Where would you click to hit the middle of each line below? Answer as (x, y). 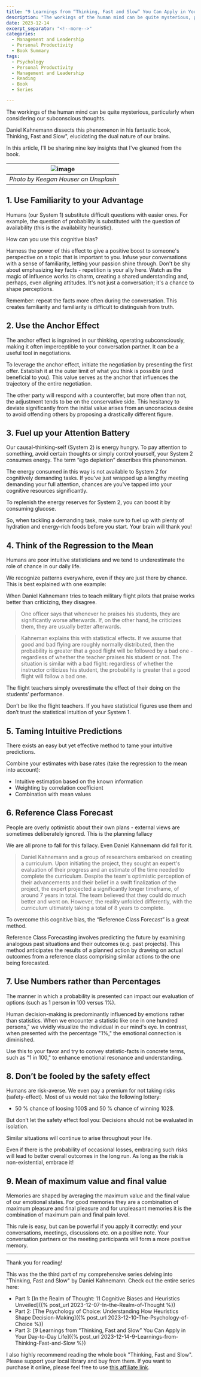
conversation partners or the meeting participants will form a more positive (98, 1239)
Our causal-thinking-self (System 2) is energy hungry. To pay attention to (97, 447)
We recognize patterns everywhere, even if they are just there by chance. (97, 578)
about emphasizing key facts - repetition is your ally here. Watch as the (94, 269)
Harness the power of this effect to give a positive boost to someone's (93, 251)
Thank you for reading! (34, 1263)
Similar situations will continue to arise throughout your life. (79, 1138)
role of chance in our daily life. (44, 566)
